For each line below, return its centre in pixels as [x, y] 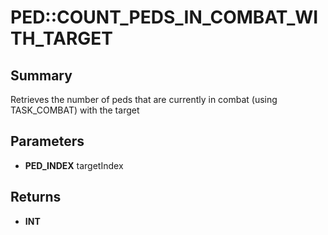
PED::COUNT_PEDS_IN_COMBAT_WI [164, 17]
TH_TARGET [62, 38]
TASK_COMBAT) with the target [75, 110]
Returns [36, 197]
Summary [41, 75]
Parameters [47, 141]
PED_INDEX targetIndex [74, 165]
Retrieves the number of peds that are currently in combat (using [144, 99]
